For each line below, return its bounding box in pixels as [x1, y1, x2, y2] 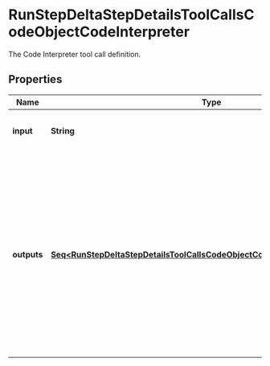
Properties [8, 72, 63, 86]
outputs [12, 249, 43, 260]
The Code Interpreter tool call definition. [8, 49, 141, 59]
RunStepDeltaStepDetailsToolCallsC [8, 6, 255, 24]
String [51, 125, 75, 136]
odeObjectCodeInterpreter [8, 23, 190, 41]
